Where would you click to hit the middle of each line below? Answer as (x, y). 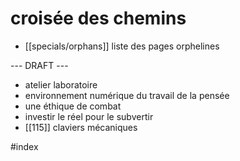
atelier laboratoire (61, 84)
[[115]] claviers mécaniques (81, 127)
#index (24, 146)
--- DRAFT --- (39, 65)
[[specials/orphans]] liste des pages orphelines (122, 46)
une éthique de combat (73, 106)
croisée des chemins (98, 18)
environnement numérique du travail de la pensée (127, 95)
